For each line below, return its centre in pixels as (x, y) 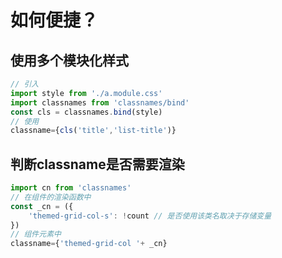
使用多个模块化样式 (69, 60)
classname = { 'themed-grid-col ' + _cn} (89, 244)
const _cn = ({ (42, 206)
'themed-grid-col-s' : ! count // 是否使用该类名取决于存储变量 (150, 216)
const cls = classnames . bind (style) (86, 112)
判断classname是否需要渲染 (97, 164)
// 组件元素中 (36, 234)
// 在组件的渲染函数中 (51, 197)
